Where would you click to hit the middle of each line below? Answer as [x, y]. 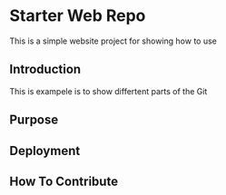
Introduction [45, 69]
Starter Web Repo [78, 16]
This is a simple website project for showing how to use [113, 41]
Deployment [45, 151]
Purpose [34, 120]
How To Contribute [64, 181]
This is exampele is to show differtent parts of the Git [108, 91]
